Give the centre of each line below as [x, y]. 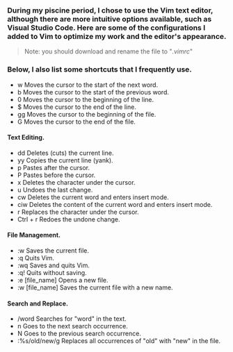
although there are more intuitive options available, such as [110, 19]
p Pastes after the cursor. [54, 167]
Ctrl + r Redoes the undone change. [69, 219]
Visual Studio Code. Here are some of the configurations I [106, 28]
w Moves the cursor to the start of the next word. [88, 85]
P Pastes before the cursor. [56, 175]
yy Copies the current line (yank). [65, 160]
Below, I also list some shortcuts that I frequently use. [100, 69]
